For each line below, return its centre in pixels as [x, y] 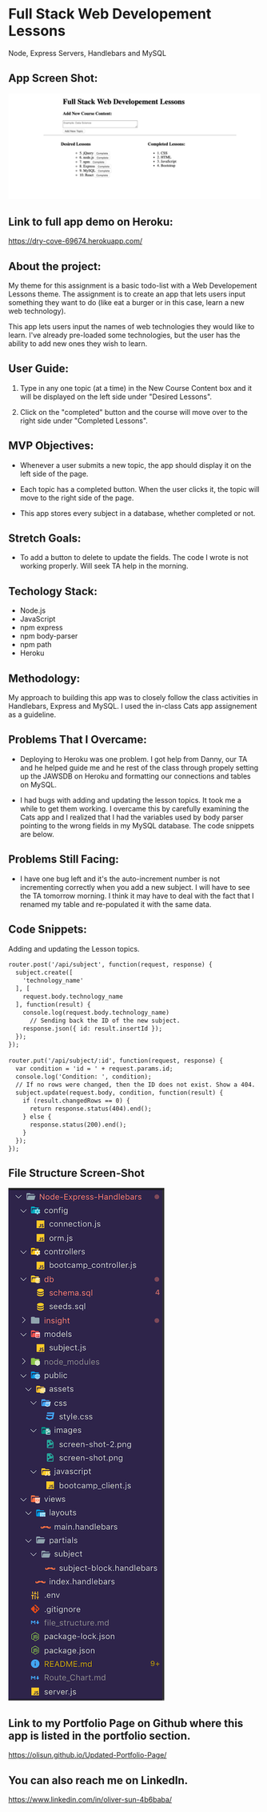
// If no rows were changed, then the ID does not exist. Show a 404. [135, 1085]
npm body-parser [49, 636]
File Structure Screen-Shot [77, 1173]
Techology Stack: [53, 591]
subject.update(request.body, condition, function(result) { [120, 1093]
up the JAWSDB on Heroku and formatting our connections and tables [135, 776]
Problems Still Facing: [64, 859]
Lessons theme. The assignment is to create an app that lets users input [127, 294]
